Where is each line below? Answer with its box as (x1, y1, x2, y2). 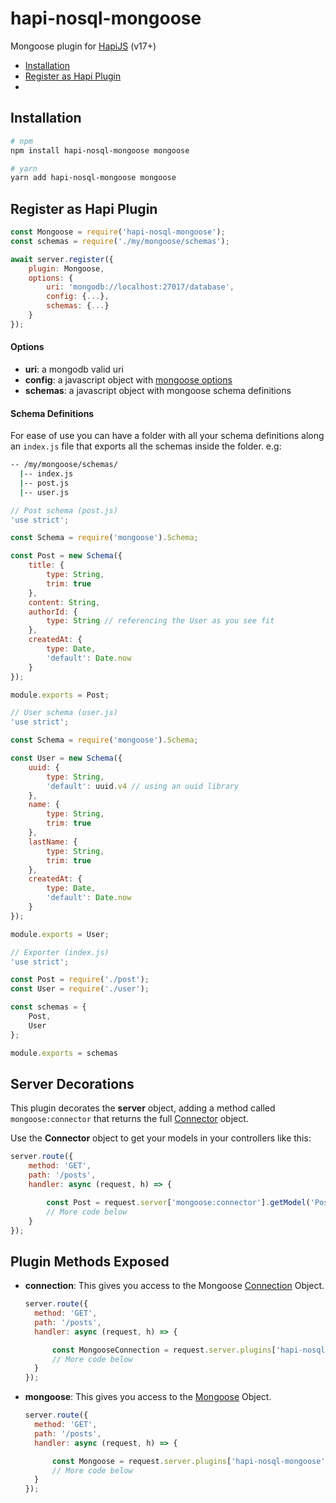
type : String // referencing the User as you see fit (46, 616, 275, 626)
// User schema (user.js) (10, 708, 118, 718)
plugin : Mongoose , (28, 263, 105, 274)
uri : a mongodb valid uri (24, 363, 124, 376)
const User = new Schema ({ (10, 753, 123, 764)
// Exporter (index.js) (10, 947, 110, 957)
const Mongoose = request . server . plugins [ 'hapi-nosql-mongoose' (51, 1456, 326, 1466)
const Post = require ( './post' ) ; (10, 975, 150, 985)
